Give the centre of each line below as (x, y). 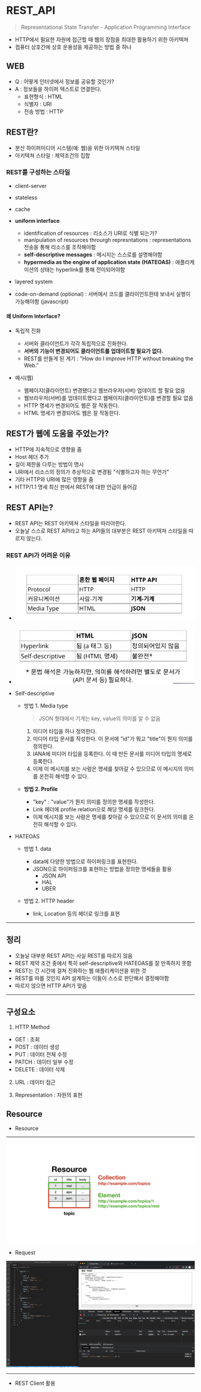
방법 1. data (37, 849)
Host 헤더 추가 (32, 456)
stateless (26, 197)
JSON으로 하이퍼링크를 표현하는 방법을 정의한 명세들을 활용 (102, 869)
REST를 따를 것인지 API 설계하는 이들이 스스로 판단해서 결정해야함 (92, 978)
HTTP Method (32, 1027)
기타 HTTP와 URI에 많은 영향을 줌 (54, 479)
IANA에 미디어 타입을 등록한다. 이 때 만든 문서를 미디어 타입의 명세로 (112, 754)
